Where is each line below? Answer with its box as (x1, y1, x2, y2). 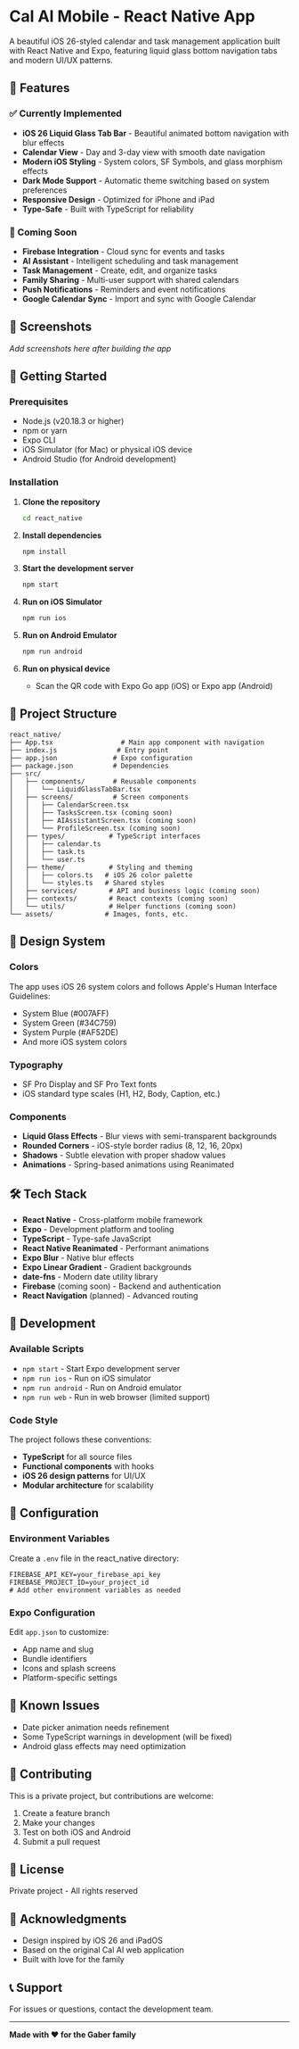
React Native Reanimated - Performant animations (21, 1243, 209, 1253)
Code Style (9, 1414, 59, 1426)
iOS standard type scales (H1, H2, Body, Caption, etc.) (21, 1088, 221, 1099)
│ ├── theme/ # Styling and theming (9, 863, 193, 872)
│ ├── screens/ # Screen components (9, 792, 190, 801)
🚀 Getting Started (9, 369, 108, 385)
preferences (21, 185, 68, 195)
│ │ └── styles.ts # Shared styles (9, 878, 166, 887)
